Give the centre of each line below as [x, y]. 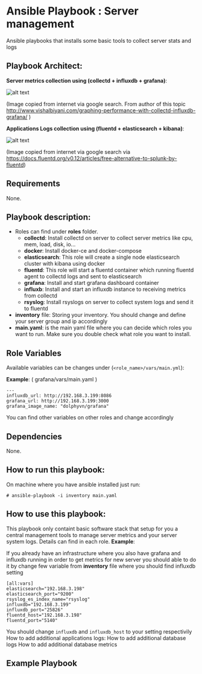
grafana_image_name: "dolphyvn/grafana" [58, 406]
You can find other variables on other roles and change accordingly [90, 418]
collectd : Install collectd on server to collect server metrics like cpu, [108, 238]
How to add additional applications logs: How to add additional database [96, 638]
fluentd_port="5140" [32, 620]
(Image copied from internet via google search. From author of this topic [96, 104]
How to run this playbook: [56, 470]
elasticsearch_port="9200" [40, 594]
